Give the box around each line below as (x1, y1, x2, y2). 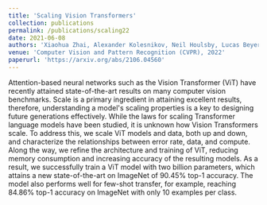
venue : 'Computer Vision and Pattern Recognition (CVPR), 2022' (8, 48, 226, 56)
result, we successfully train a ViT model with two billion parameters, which (8, 162, 256, 172)
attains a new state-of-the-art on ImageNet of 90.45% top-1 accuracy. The (8, 170, 253, 180)
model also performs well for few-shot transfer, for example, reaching (8, 179, 237, 188)
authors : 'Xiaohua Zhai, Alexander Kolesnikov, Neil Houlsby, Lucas (8, 41, 240, 49)
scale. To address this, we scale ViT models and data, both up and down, (8, 128, 248, 137)
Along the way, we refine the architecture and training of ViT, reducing (8, 145, 238, 155)
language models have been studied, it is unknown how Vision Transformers (8, 120, 258, 130)
